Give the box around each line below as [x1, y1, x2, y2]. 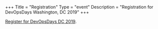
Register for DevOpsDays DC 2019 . [5, 19, 77, 24]
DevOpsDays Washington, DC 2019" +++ [5, 9, 89, 15]
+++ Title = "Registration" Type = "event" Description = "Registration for [5, 4, 154, 10]
